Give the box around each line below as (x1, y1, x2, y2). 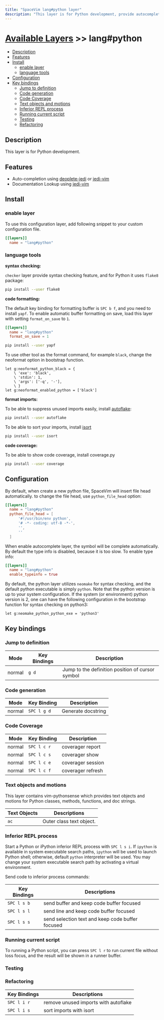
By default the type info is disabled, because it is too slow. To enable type (5, 548, 153, 554)
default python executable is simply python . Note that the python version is (5, 586, 155, 592)
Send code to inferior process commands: (5, 874, 90, 880)
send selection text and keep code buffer (43, 916, 138, 923)
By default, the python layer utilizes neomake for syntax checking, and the (5, 581, 151, 587)
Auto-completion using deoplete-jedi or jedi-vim (12, 176, 110, 182)
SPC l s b (7, 900, 30, 906)
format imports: (5, 396, 38, 402)
